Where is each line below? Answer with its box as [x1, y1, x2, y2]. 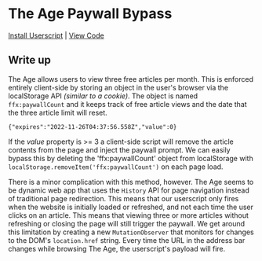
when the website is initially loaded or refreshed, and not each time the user [8, 202, 253, 211]
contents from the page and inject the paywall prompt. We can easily [8, 145, 231, 154]
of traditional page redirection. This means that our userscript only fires [8, 193, 239, 203]
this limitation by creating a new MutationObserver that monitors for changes [8, 227, 254, 237]
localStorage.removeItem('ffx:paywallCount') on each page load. [8, 162, 224, 171]
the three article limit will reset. [8, 108, 107, 117]
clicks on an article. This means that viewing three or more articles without [8, 210, 249, 220]
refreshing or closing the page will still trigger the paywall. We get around [8, 219, 246, 228]
